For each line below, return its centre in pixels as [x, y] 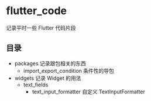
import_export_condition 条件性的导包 [68, 70]
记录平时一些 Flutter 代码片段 [41, 28]
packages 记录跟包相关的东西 [50, 63]
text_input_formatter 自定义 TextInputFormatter [88, 92]
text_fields [36, 85]
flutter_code [37, 11]
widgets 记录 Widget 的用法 [48, 78]
